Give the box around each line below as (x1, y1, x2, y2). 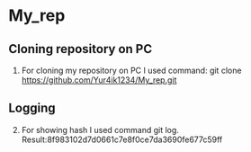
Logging (8, 101, 56, 116)
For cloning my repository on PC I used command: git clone (21, 65, 242, 76)
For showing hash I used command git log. (21, 124, 179, 135)
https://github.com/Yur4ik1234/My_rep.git (21, 75, 177, 85)
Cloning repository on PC (8, 41, 153, 57)
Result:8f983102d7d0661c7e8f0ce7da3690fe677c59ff (21, 134, 223, 145)
